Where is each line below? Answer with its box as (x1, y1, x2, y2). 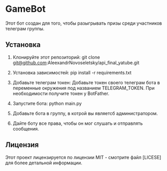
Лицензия (5, 141, 39, 149)
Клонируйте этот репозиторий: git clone (12, 54, 100, 60)
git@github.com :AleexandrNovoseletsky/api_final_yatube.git (12, 60, 140, 66)
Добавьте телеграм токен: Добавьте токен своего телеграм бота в (12, 79, 160, 85)
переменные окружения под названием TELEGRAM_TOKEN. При (12, 85, 155, 91)
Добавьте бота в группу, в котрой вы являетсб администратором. (12, 110, 158, 116)
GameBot (5, 3, 46, 15)
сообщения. (12, 125, 39, 131)
